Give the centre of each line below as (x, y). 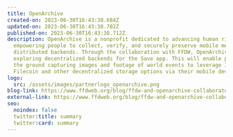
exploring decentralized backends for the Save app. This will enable (118, 59)
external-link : (29, 98)
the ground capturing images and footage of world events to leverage (118, 65)
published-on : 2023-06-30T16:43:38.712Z (67, 33)
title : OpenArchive (35, 13)
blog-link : (23, 91)
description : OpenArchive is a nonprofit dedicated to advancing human (113, 39)
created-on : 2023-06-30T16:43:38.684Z (63, 20)
